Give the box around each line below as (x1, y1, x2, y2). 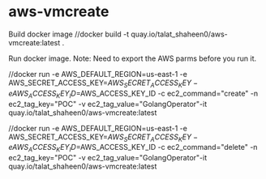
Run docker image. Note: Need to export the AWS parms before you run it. (8, 53, 257, 63)
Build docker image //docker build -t (8, 29, 130, 39)
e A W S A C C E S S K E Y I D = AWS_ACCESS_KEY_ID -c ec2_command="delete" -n (8, 143, 258, 154)
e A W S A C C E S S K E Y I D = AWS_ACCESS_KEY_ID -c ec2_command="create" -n (8, 88, 259, 100)
